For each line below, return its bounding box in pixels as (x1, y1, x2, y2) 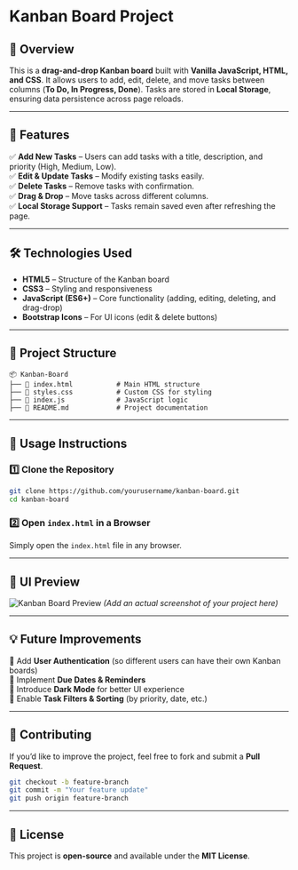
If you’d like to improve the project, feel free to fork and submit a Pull (9, 751, 260, 762)
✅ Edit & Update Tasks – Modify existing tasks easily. (9, 171, 205, 181)
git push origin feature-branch (9, 794, 129, 803)
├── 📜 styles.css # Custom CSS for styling (9, 388, 213, 397)
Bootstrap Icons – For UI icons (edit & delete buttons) (21, 311, 218, 322)
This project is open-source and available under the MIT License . (9, 850, 250, 861)
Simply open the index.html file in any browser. (9, 540, 182, 551)
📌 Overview (9, 42, 74, 57)
